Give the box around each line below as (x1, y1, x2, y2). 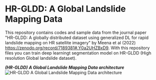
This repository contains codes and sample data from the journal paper (5, 29, 147, 35)
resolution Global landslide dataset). (5, 55, 77, 61)
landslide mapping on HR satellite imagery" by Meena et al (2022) (5, 40, 136, 45)
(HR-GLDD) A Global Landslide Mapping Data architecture (5, 64, 125, 70)
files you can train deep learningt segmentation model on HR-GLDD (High (5, 50, 152, 56)
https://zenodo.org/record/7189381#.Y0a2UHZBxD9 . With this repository (5, 45, 150, 51)
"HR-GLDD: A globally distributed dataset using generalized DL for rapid (5, 35, 149, 40)
